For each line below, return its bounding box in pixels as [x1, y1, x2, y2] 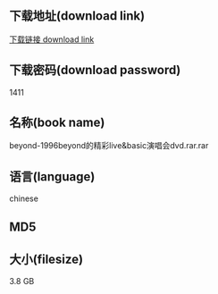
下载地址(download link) [9, 8, 146, 24]
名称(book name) [9, 115, 105, 130]
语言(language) [9, 169, 96, 184]
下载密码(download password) [9, 63, 181, 78]
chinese [9, 193, 38, 204]
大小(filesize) [9, 252, 83, 267]
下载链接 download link [9, 34, 95, 45]
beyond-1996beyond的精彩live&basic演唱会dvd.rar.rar [9, 140, 209, 151]
